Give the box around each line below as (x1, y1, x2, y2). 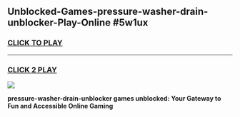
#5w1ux (113, 17, 149, 29)
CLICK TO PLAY (7, 38, 63, 48)
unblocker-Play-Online (7, 17, 111, 29)
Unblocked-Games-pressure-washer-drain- (7, 6, 209, 18)
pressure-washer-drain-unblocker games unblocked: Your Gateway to (7, 94, 221, 102)
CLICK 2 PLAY (7, 65, 57, 74)
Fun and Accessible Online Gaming (7, 101, 114, 110)
